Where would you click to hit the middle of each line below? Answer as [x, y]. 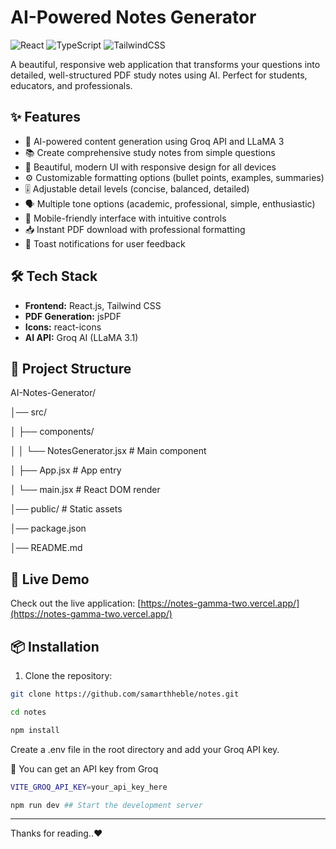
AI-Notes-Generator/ [53, 393]
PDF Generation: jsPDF [73, 316]
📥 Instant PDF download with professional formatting [135, 229]
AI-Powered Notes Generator [133, 17]
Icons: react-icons [63, 327]
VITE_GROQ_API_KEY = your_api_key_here [89, 787]
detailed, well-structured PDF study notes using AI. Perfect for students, [159, 75]
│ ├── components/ [52, 432]
